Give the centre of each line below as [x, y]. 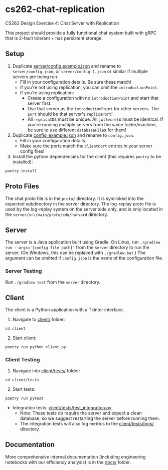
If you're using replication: [47, 92]
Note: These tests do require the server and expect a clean [81, 413]
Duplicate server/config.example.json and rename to [67, 66]
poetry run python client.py [36, 347]
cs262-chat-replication [55, 9]
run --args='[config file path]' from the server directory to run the [77, 248]
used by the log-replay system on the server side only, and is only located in [84, 209]
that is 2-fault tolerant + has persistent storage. [54, 38]
